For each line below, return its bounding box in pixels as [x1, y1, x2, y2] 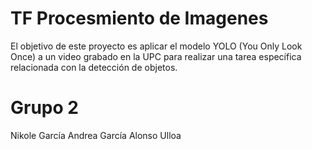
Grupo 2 [10, 97, 79, 119]
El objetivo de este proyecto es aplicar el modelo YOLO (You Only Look [10, 40, 303, 52]
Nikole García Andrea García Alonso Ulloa [10, 129, 182, 141]
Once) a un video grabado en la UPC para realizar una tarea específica [10, 50, 302, 62]
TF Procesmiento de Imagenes [10, 7, 269, 30]
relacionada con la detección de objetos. [10, 61, 178, 73]
